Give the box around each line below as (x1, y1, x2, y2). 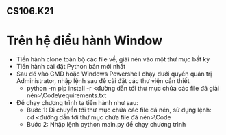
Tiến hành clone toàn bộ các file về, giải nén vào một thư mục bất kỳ (16, 55, 210, 63)
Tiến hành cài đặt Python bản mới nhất (16, 63, 126, 71)
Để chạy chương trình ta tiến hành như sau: (16, 99, 138, 107)
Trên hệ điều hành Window (6, 33, 162, 48)
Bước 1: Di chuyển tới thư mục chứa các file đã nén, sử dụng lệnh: (26, 106, 212, 115)
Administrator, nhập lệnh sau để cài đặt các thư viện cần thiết (16, 77, 190, 85)
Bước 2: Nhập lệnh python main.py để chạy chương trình (26, 121, 186, 129)
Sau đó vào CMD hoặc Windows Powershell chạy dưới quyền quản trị (16, 70, 212, 78)
